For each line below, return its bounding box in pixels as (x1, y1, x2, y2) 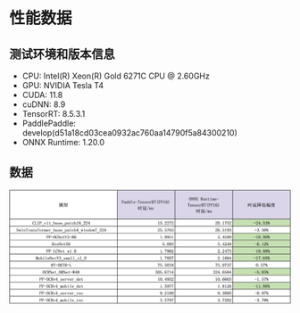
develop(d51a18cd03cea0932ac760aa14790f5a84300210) (21, 128, 238, 138)
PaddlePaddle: (21, 118, 76, 128)
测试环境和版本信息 (9, 46, 115, 62)
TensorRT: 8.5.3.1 (21, 109, 86, 119)
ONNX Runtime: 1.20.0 (21, 137, 105, 147)
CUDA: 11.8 (21, 90, 63, 100)
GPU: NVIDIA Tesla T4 (21, 80, 104, 90)
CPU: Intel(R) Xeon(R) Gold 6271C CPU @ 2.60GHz (21, 70, 210, 81)
